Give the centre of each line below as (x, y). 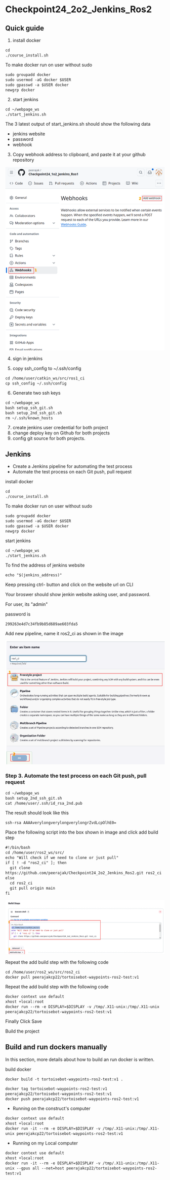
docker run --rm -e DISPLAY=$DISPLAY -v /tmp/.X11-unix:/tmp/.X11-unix (82, 1007)
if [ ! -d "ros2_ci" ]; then (36, 863)
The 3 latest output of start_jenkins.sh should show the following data (78, 124)
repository (23, 160)
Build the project (22, 1031)
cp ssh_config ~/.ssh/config (36, 383)
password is (18, 614)
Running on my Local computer (45, 1143)
